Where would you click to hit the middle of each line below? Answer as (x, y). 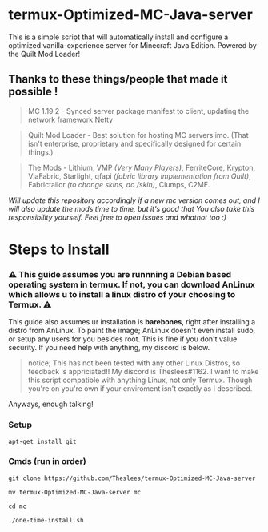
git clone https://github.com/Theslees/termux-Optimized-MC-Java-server (132, 478)
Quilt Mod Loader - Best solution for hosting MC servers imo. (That (138, 135)
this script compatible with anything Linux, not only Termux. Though (140, 380)
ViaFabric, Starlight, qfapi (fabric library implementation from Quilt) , (140, 176)
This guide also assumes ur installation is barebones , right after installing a (132, 322)
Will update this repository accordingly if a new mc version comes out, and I (134, 200)
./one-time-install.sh (46, 520)
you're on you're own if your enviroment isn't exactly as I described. (140, 389)
